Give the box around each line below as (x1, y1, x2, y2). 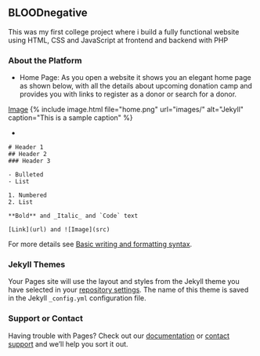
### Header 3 (8, 157, 51, 165)
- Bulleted (8, 171, 44, 179)
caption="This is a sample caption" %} (8, 113, 133, 122)
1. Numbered (8, 191, 47, 199)
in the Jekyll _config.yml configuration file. (8, 293, 146, 303)
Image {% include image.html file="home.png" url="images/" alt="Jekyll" (8, 105, 244, 114)
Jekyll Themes (8, 259, 66, 270)
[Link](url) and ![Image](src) (8, 226, 110, 234)
